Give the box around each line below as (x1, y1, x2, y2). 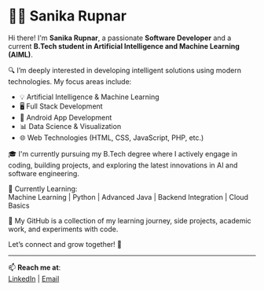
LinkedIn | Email (8, 274, 60, 283)
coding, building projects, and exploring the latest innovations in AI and (8, 160, 238, 170)
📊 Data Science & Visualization (19, 121, 122, 131)
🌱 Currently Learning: (8, 184, 78, 193)
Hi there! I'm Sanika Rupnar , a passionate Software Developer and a (8, 33, 232, 42)
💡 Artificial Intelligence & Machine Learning (19, 92, 159, 101)
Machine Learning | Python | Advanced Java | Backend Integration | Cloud (8, 192, 249, 201)
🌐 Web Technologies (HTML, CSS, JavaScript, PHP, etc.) (19, 133, 204, 142)
